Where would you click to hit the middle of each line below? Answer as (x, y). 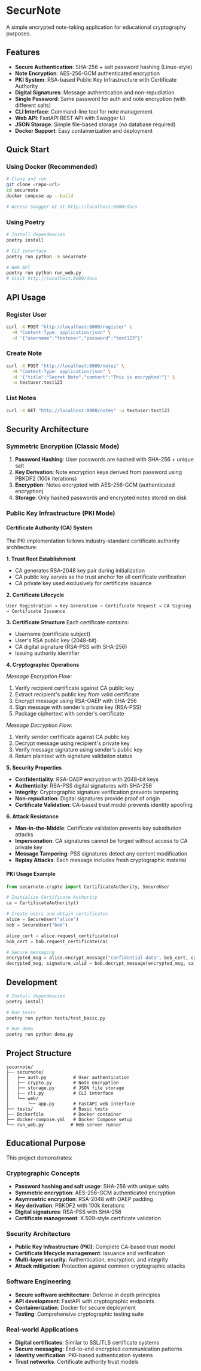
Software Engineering (39, 1281)
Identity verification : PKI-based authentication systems (84, 1355)
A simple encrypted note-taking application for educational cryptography (96, 27)
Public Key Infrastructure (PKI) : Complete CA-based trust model (95, 1247)
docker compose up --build (40, 196)
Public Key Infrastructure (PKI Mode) (61, 513)
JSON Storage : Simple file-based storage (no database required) (95, 124)
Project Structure (39, 1053)
